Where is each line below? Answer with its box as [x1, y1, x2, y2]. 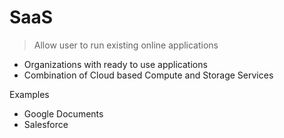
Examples [9, 88, 50, 100]
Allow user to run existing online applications [33, 39, 219, 51]
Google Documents [23, 107, 104, 120]
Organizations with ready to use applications [23, 58, 208, 70]
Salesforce [23, 118, 69, 130]
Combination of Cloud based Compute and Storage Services [23, 69, 274, 81]
